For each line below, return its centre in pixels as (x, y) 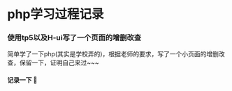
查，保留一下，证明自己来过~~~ (53, 63)
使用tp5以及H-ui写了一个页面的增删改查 (74, 38)
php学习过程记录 (56, 14)
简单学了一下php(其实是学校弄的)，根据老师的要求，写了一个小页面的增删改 (116, 54)
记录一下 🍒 (22, 80)
